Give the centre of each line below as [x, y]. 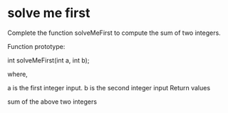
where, [18, 74]
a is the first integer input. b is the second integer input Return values [109, 87]
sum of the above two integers [52, 102]
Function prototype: [36, 46]
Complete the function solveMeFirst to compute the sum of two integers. [114, 33]
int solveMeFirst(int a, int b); [48, 60]
